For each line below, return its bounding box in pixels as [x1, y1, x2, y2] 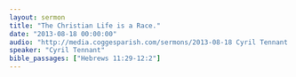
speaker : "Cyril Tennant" [9, 46, 105, 55]
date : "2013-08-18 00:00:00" [9, 29, 117, 38]
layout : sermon [9, 12, 66, 22]
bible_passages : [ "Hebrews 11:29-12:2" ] [9, 54, 162, 63]
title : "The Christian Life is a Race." [9, 21, 162, 30]
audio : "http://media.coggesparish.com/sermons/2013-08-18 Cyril [9, 37, 256, 47]
